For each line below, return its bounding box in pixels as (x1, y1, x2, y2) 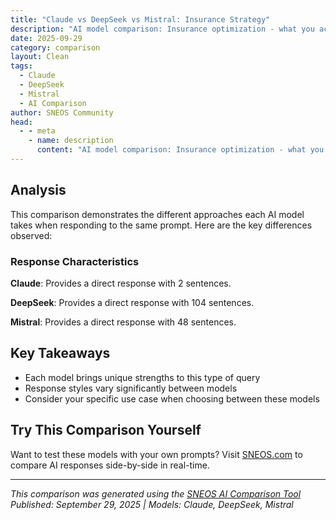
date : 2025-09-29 (10, 33, 83, 43)
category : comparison (10, 42, 101, 53)
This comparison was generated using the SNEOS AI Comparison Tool (10, 487, 302, 500)
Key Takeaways (10, 345, 111, 362)
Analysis (10, 182, 67, 199)
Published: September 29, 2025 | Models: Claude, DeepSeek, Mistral (10, 498, 294, 510)
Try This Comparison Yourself (10, 422, 202, 439)
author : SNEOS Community (10, 107, 114, 118)
